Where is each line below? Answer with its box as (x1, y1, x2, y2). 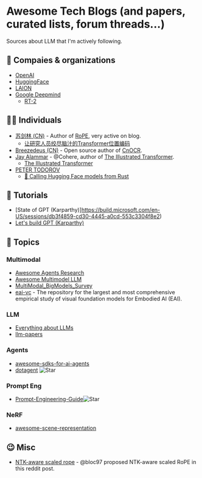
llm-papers (15, 331, 43, 338)
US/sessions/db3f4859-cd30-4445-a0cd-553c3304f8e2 (15, 212, 160, 220)
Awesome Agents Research (15, 269, 85, 277)
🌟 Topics (6, 237, 40, 247)
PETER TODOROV (15, 166, 60, 173)
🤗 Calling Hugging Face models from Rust (24, 172, 129, 179)
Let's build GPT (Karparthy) (15, 219, 85, 226)
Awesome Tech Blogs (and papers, (6, 4, 186, 18)
